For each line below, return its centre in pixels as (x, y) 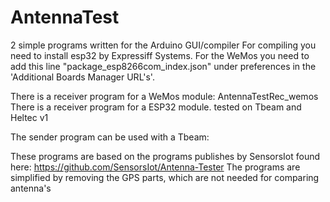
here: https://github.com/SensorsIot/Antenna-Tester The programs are (155, 167)
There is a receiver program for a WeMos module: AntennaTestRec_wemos (164, 96)
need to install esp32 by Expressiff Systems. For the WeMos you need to (160, 55)
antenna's (31, 188)
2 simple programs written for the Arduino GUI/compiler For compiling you (163, 45)
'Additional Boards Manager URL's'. (82, 77)
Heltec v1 (29, 117)
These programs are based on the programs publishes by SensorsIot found (165, 156)
